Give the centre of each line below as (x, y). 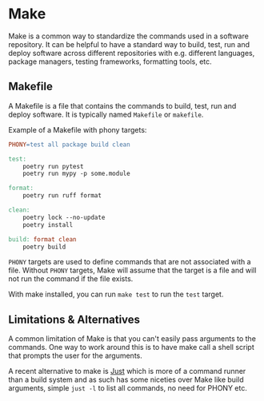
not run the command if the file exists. (71, 279)
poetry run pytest (53, 166)
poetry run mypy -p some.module (76, 174)
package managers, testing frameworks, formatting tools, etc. (110, 62)
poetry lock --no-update (64, 217)
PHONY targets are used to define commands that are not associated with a (130, 262)
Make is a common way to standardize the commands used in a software (129, 36)
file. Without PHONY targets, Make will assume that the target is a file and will (132, 270)
